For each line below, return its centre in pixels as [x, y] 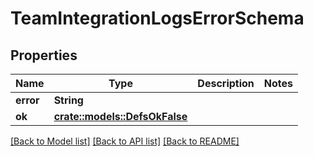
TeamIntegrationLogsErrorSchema [157, 18]
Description [226, 83]
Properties [44, 55]
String [68, 100]
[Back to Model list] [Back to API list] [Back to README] [125, 141]
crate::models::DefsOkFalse [120, 116]
